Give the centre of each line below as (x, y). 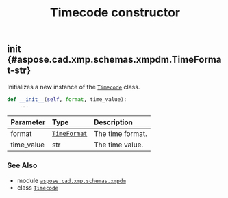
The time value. (118, 145)
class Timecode (38, 187)
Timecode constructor (115, 13)
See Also (22, 165)
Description (113, 122)
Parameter (28, 122)
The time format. (120, 134)
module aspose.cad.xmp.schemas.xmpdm (72, 180)
